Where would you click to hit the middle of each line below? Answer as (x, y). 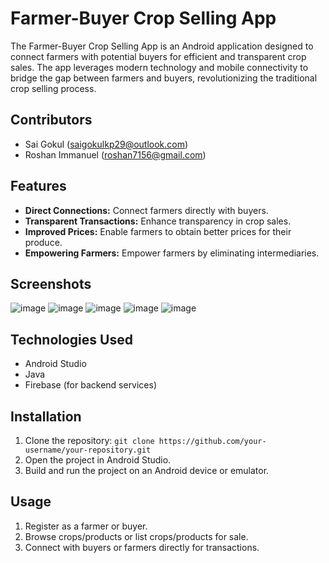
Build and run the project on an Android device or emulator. (147, 470)
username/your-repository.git (88, 450)
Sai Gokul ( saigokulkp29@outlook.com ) (106, 144)
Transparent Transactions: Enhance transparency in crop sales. (158, 221)
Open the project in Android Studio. (98, 460)
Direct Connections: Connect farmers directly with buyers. (146, 210)
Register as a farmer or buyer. (86, 526)
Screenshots (51, 283)
